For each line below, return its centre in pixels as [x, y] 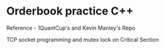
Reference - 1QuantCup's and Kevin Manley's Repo [71, 28]
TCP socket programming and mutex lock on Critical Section [83, 39]
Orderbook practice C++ [70, 11]
